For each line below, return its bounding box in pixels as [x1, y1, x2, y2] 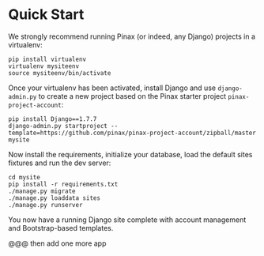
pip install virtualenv [8, 55, 87, 63]
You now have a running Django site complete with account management [8, 215, 247, 224]
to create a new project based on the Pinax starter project [38, 91, 227, 100]
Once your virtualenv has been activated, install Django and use [8, 83, 216, 92]
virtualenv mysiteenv [8, 62, 80, 70]
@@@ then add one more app [8, 239, 107, 248]
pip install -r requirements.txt [8, 180, 119, 188]
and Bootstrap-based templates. [8, 223, 114, 232]
